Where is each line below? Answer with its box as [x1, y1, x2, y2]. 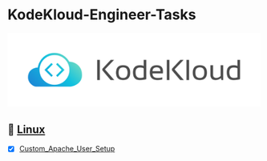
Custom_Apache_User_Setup [18, 144, 115, 154]
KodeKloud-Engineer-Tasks [7, 6, 196, 24]
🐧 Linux [7, 123, 46, 136]
